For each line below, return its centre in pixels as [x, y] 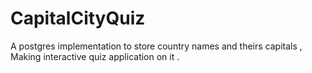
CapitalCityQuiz [78, 18]
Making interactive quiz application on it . [95, 56]
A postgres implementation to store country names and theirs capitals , [156, 46]
